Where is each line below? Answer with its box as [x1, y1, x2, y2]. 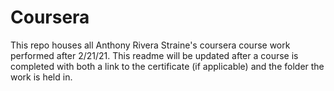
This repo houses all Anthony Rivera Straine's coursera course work [10, 39, 291, 51]
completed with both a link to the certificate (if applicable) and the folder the [10, 60, 325, 72]
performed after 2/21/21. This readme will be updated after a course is [10, 49, 299, 61]
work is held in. [10, 71, 73, 83]
